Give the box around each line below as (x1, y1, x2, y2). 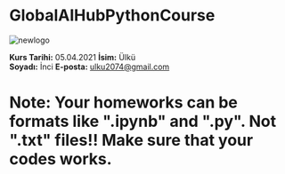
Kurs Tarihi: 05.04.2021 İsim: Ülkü (9, 51, 136, 62)
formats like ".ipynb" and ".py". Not (9, 112, 277, 131)
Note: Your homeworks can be (9, 92, 239, 113)
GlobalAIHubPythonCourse (9, 5, 216, 26)
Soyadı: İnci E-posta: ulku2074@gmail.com (9, 61, 170, 72)
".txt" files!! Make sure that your (9, 130, 254, 151)
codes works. (9, 149, 112, 170)
